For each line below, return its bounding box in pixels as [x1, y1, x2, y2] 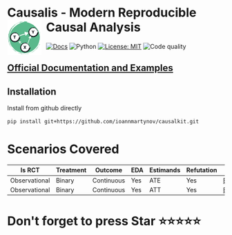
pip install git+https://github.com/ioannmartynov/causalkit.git [7, 119, 199, 125]
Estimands [149, 166, 181, 174]
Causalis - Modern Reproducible [7, 5, 197, 21]
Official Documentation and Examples [7, 62, 174, 74]
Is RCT [20, 166, 40, 174]
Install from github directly [7, 104, 82, 112]
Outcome [95, 166, 123, 174]
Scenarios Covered [7, 141, 119, 157]
